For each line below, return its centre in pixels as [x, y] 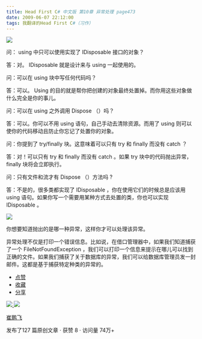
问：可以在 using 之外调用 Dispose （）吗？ [60, 111]
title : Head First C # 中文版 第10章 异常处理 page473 [71, 12]
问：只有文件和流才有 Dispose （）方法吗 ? [60, 177]
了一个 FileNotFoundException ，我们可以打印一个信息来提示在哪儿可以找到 [100, 249]
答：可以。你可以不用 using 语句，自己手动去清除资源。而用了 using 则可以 [99, 123]
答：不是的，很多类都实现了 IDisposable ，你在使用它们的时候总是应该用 [96, 190]
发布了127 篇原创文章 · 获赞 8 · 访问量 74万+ [60, 330]
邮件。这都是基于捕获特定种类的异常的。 [56, 264]
